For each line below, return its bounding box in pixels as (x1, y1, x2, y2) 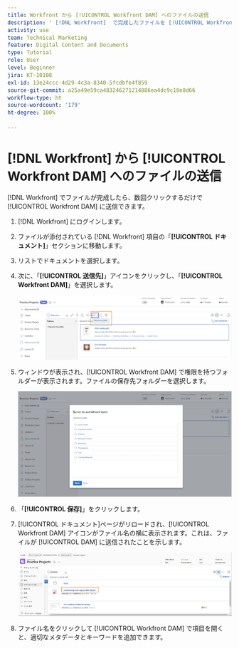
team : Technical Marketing (7, 34, 87, 41)
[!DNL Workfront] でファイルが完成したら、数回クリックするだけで (7, 193, 203, 202)
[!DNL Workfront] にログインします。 (17, 217, 126, 226)
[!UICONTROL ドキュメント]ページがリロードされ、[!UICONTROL (17, 520, 210, 528)
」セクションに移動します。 (45, 241, 126, 249)
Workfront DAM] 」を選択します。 (17, 280, 117, 288)
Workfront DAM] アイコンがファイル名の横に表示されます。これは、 (17, 528, 216, 537)
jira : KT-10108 (7, 71, 53, 78)
